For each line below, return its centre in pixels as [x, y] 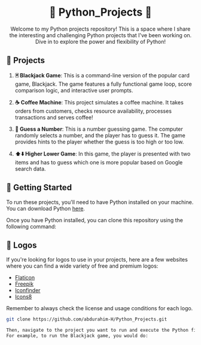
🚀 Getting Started [39, 187]
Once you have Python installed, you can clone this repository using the [95, 220]
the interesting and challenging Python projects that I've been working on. [100, 35]
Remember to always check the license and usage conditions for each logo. [100, 308]
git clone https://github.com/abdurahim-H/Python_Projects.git [87, 319]
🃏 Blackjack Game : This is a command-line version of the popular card [102, 75]
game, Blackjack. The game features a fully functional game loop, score [103, 84]
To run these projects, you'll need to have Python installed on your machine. [100, 202]
